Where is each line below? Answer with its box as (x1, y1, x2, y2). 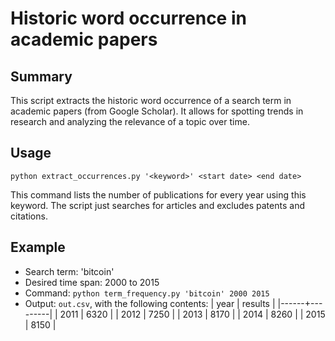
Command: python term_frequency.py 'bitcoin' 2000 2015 (24, 287, 270, 299)
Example (10, 239, 66, 256)
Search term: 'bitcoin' (24, 265, 115, 277)
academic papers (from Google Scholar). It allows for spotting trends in (10, 105, 304, 117)
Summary (10, 68, 73, 85)
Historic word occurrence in (10, 7, 247, 30)
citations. (10, 210, 48, 222)
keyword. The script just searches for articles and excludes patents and (10, 199, 305, 211)
